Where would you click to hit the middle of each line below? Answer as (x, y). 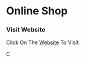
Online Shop (37, 11)
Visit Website (26, 30)
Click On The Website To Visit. (43, 42)
